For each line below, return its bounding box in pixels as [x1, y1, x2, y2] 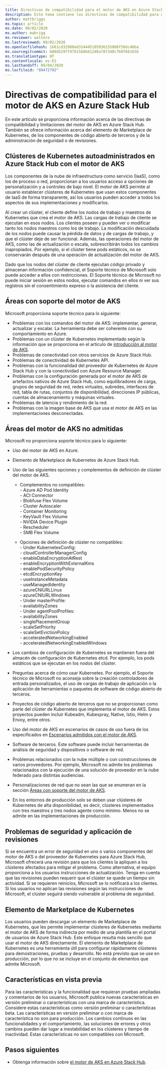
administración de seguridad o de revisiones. [5, 137, 97, 143]
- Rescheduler [19, 524, 49, 530]
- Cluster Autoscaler [19, 503, 62, 509]
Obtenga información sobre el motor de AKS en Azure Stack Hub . [12, 1059, 147, 1065]
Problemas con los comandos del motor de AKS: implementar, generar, [12, 320, 158, 326]
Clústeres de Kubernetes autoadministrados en [5, 152, 155, 160]
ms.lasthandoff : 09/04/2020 [5, 63, 64, 68]
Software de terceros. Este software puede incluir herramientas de [12, 741, 149, 747]
